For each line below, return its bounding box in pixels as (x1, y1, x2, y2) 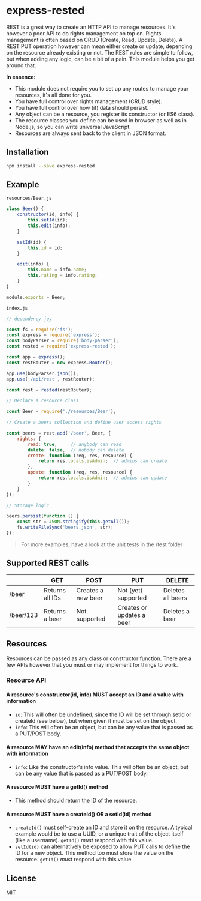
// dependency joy (6, 316, 52, 322)
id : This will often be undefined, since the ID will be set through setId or (14, 711, 191, 718)
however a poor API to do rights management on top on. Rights (6, 29, 162, 37)
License (6, 873, 36, 883)
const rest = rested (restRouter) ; (6, 387, 93, 393)
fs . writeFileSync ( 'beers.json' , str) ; (17, 525, 114, 531)
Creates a (76, 586, 103, 594)
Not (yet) (117, 586, 143, 594)
